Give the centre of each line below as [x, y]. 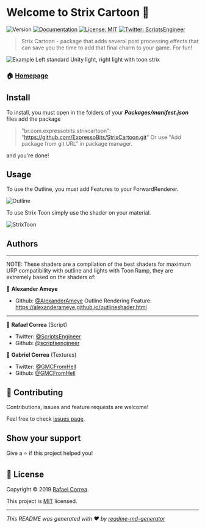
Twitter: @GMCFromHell [45, 367]
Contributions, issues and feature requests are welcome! [77, 407]
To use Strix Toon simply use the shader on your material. [79, 213]
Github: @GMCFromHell [45, 373]
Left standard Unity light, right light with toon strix [98, 59]
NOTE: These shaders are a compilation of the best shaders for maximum [99, 264]
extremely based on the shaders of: [51, 277]
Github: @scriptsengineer [47, 343]
